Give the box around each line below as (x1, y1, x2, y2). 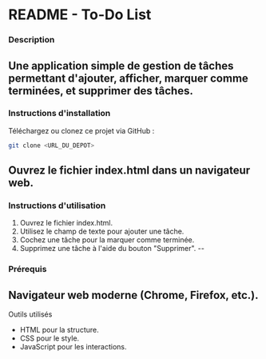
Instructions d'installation (8, 108, 111, 119)
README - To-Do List (8, 6, 152, 24)
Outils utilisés (8, 309, 53, 319)
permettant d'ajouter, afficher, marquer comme (8, 71, 249, 85)
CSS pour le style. (19, 333, 80, 343)
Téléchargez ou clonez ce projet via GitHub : (8, 126, 155, 135)
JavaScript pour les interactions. (19, 342, 127, 352)
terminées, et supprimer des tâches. (8, 84, 193, 98)
